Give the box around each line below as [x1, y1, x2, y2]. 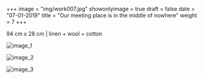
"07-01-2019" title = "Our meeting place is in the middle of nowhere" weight [6, 12, 197, 19]
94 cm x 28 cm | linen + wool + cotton [6, 30, 103, 37]
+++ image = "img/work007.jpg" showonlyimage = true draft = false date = [6, 6, 196, 12]
